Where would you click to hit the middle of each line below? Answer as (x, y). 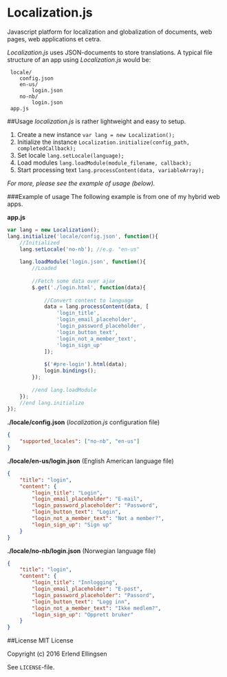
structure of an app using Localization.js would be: (79, 59)
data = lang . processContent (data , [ (96, 307)
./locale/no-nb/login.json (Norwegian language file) (82, 551)
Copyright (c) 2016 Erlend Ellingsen (57, 654)
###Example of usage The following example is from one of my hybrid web (113, 196)
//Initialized (40, 242)
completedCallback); (46, 148)
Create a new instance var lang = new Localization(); (96, 134)
